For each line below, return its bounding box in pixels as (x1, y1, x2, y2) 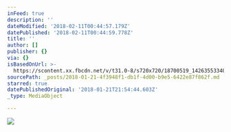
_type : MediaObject (7, 93, 63, 100)
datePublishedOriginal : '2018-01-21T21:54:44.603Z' (7, 86, 158, 93)
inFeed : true (7, 10, 45, 17)
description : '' (7, 16, 54, 23)
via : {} (7, 55, 30, 62)
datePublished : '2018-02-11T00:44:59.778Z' (7, 29, 134, 36)
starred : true (7, 80, 48, 87)
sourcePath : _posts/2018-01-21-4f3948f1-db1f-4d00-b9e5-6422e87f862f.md (7, 73, 220, 81)
